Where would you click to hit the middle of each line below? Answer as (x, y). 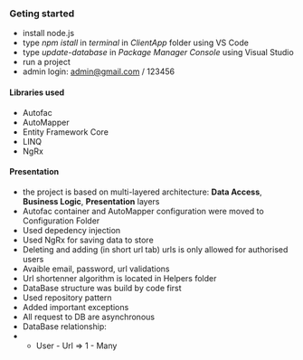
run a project (46, 62)
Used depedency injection (71, 230)
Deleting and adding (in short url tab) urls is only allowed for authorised (155, 249)
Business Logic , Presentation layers (91, 201)
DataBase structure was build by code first (102, 288)
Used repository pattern (67, 298)
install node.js (48, 33)
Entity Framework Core (65, 132)
